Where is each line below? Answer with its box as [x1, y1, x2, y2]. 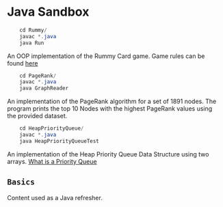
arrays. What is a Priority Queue [7, 157, 97, 165]
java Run [19, 39, 44, 46]
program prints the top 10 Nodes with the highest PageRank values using [7, 105, 213, 113]
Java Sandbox [7, 4, 90, 20]
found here [7, 59, 38, 67]
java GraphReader [19, 85, 69, 92]
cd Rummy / [19, 27, 48, 33]
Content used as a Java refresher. [7, 193, 103, 202]
